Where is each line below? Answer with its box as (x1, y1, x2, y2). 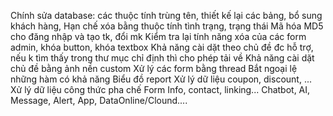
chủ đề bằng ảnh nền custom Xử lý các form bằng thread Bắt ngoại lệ (10, 63, 298, 74)
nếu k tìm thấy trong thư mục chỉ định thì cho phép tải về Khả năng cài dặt (10, 52, 315, 64)
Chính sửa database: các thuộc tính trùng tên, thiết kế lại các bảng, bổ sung (10, 10, 323, 21)
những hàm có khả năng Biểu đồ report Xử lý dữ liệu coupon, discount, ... (10, 73, 312, 85)
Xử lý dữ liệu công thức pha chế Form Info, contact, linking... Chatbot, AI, (10, 84, 311, 95)
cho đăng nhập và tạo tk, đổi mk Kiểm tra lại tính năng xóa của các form (10, 31, 307, 42)
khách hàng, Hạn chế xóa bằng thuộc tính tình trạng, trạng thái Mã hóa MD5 (10, 20, 324, 32)
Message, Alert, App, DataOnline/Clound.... (10, 95, 188, 106)
